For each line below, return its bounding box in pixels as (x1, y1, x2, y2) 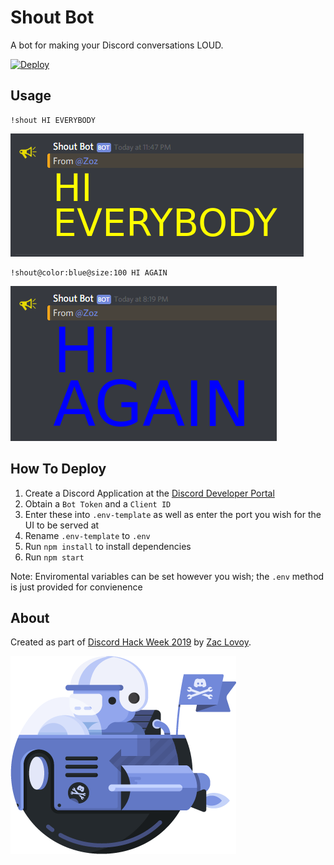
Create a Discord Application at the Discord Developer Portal (24, 487, 275, 499)
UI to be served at (24, 519, 100, 531)
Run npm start (24, 551, 85, 563)
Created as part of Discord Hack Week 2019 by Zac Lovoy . (10, 636, 252, 648)
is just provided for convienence (10, 581, 143, 593)
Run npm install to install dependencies (24, 540, 192, 552)
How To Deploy (10, 461, 107, 478)
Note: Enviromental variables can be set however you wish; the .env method (10, 570, 325, 582)
